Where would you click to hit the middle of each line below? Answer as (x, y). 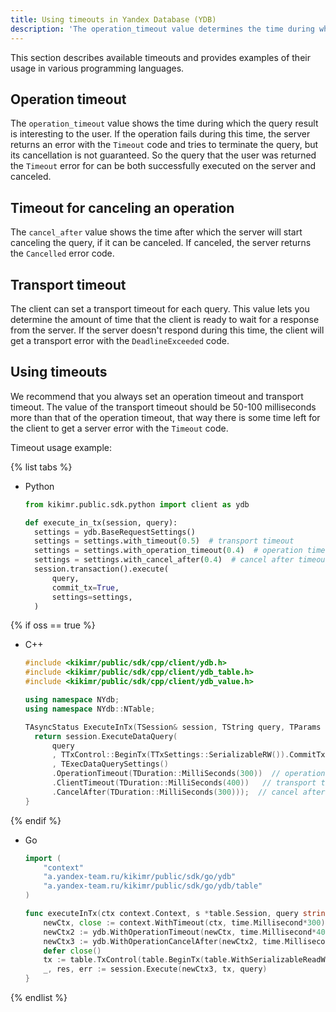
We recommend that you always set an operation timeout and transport (157, 396)
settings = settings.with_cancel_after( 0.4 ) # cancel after (164, 560)
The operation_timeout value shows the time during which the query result (164, 123)
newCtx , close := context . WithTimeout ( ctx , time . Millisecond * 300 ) (184, 922)
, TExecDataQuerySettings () (110, 764)
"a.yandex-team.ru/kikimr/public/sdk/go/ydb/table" (153, 886)
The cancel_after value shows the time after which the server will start (156, 232)
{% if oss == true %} (53, 625)
